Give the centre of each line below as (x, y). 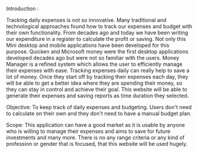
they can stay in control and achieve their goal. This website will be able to (97, 89)
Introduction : (22, 9)
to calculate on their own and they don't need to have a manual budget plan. (99, 113)
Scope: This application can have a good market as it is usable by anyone (95, 125)
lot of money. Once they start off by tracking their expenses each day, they (97, 77)
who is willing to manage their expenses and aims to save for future (88, 131)
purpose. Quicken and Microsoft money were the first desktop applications (97, 52)
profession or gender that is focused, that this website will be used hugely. (97, 144)
